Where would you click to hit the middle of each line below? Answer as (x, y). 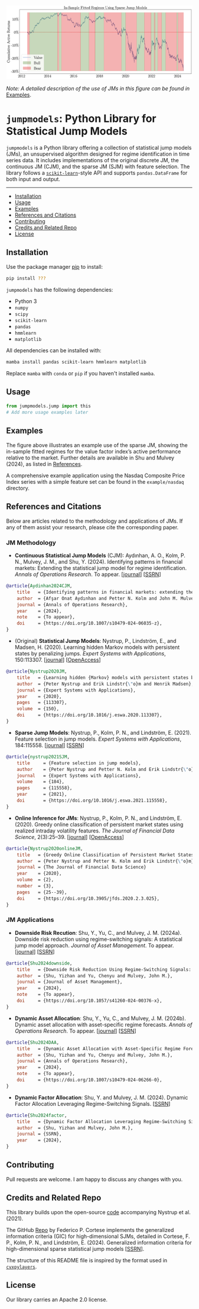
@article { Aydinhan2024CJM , (39, 586)
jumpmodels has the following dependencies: (60, 290)
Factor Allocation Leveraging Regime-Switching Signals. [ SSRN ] (92, 1104)
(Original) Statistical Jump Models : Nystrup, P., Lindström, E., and (95, 641)
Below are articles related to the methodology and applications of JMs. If (94, 521)
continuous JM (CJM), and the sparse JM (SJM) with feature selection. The (98, 166)
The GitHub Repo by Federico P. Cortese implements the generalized (90, 1230)
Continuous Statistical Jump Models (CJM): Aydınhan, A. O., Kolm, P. (100, 555)
